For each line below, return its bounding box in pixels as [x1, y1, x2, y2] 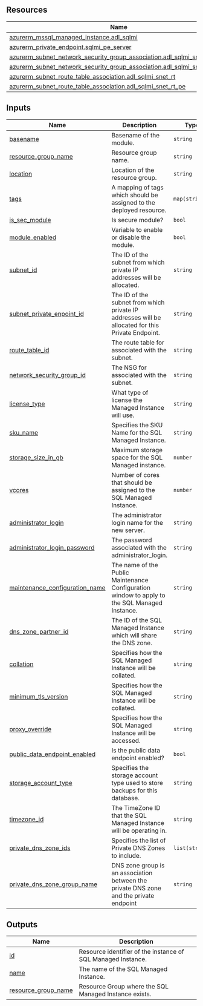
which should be [111, 191, 158, 199]
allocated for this [111, 321, 159, 329]
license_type [9, 399, 45, 408]
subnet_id [9, 266, 37, 274]
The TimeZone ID [111, 803, 161, 812]
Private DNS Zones [111, 844, 166, 852]
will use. [111, 411, 135, 419]
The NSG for [111, 363, 147, 372]
